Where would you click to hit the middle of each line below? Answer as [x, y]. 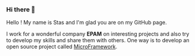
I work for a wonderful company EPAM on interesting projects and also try [98, 34]
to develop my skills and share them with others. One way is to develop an [98, 41]
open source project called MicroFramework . [62, 46]
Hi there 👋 [21, 10]
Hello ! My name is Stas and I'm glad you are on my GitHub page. [86, 23]
